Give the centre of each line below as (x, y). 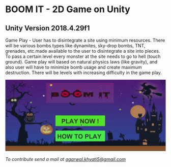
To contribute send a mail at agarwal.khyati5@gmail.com (66, 159)
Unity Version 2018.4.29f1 (48, 28)
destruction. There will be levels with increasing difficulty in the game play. (83, 73)
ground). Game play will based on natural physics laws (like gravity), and (81, 62)
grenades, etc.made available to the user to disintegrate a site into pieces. (83, 51)
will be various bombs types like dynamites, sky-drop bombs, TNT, (75, 46)
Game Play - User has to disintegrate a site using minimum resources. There (85, 40)
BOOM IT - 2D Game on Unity (68, 9)
